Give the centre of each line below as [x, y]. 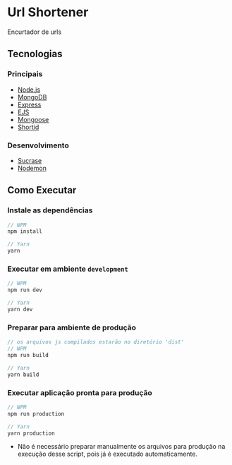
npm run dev [25, 290]
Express [29, 104]
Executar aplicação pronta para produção [80, 392]
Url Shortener [48, 12]
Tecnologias [35, 54]
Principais [25, 74]
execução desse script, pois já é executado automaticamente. [108, 454]
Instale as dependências [50, 210]
